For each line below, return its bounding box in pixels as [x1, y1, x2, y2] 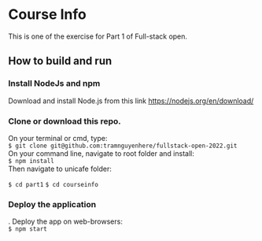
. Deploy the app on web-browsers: [8, 217, 124, 226]
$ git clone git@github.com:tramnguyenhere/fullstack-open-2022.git [8, 142, 238, 150]
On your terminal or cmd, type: [8, 133, 108, 143]
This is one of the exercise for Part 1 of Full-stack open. [8, 32, 187, 41]
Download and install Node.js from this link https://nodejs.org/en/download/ [8, 96, 254, 106]
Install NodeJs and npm [8, 78, 101, 89]
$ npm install [8, 157, 55, 165]
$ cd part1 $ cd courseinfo [8, 180, 98, 188]
